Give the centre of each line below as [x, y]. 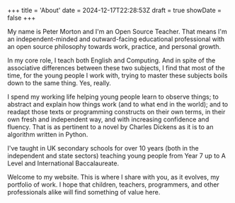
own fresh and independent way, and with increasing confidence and [108, 119]
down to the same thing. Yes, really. [59, 83]
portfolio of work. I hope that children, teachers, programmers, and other [113, 185]
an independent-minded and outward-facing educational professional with [116, 39]
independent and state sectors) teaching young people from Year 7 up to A [117, 156]
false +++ [22, 18]
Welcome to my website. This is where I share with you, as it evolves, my [113, 177]
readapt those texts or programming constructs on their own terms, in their [116, 112]
